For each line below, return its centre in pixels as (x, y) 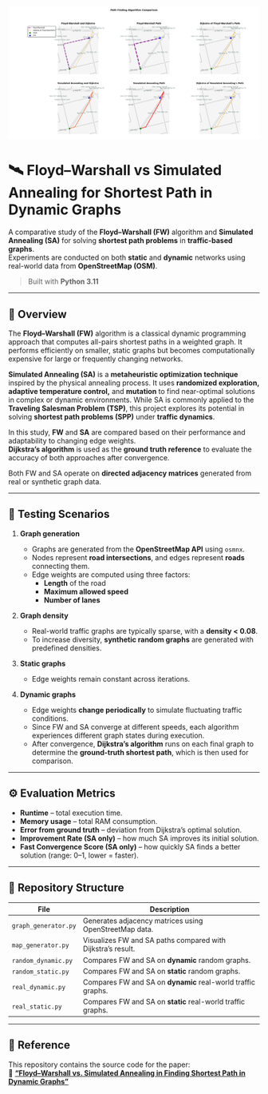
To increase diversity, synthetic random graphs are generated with (142, 639)
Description (169, 909)
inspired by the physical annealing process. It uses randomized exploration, (134, 383)
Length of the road (75, 583)
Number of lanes (72, 600)
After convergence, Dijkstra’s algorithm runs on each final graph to (142, 744)
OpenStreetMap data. (118, 929)
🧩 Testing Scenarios (59, 514)
